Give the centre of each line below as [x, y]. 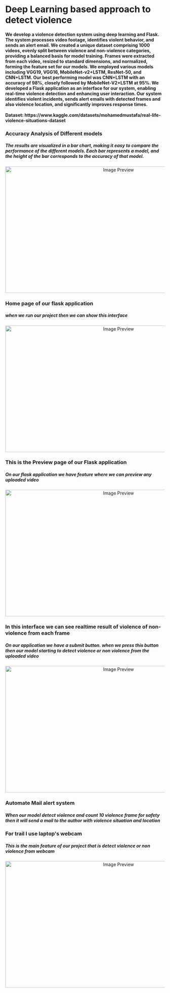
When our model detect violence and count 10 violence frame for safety [82, 815]
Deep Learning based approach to [78, 9]
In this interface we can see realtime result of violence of [76, 627]
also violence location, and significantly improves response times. [76, 104]
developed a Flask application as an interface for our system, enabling [81, 88]
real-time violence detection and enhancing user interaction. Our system [83, 93]
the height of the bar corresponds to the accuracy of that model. [75, 156]
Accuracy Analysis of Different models [54, 134]
